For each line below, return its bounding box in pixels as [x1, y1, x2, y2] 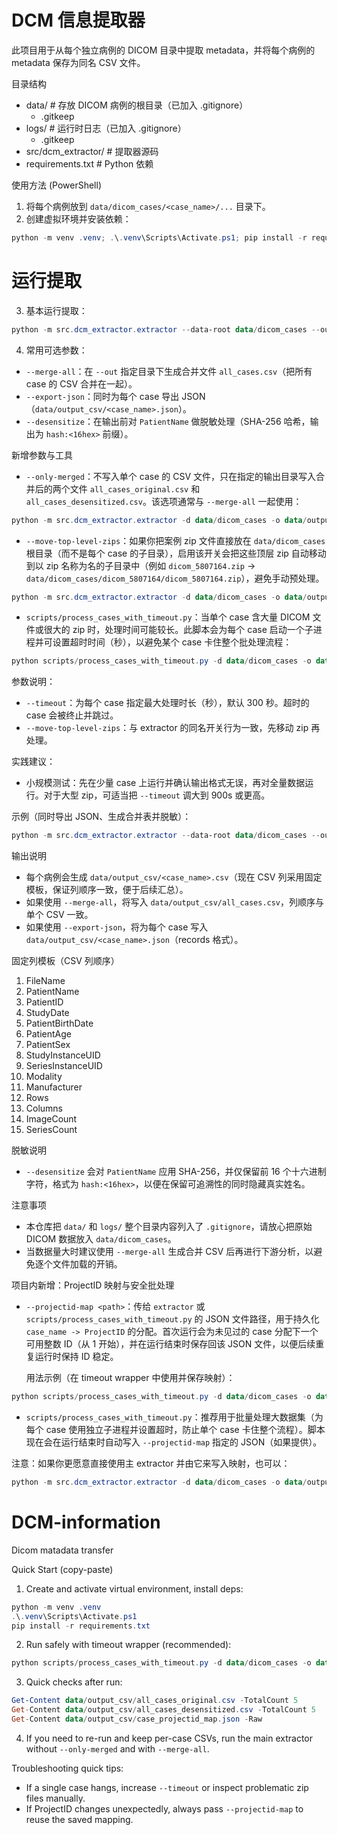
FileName [25, 975, 66, 987]
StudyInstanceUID [25, 1049, 101, 1061]
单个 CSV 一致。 [25, 909, 94, 921]
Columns [25, 1102, 64, 1115]
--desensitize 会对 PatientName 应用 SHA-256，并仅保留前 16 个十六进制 [25, 1166, 327, 1178]
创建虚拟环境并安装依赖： [25, 212, 132, 225]
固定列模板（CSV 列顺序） [11, 955, 120, 967]
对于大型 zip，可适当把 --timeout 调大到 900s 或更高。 [43, 789, 271, 801]
